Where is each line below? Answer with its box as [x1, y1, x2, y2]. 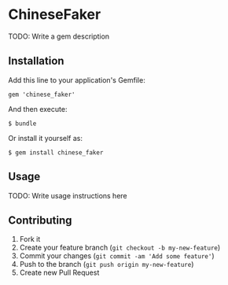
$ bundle [8, 120, 37, 128]
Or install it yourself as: [8, 133, 83, 142]
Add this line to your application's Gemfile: [8, 75, 145, 84]
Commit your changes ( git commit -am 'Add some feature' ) [19, 251, 215, 261]
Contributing [8, 213, 72, 227]
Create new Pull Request [19, 268, 100, 277]
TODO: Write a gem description [8, 31, 110, 41]
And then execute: [8, 104, 68, 113]
